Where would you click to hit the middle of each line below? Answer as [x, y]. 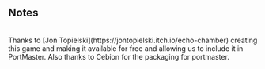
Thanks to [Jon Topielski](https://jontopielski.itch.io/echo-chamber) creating [133, 40]
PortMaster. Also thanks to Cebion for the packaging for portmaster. [119, 56]
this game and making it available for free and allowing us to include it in [126, 48]
